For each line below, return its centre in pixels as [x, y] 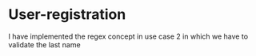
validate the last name [45, 44]
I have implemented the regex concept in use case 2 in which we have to [128, 36]
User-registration [67, 15]
